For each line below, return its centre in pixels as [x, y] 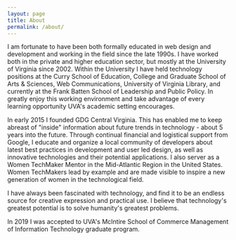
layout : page [26, 14]
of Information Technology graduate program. [74, 229]
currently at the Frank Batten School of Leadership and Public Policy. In [110, 91]
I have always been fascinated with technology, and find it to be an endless [116, 193]
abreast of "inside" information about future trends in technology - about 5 [115, 128]
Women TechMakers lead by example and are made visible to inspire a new [116, 172]
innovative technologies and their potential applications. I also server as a [113, 157]
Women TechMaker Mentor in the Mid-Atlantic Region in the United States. [115, 165]
